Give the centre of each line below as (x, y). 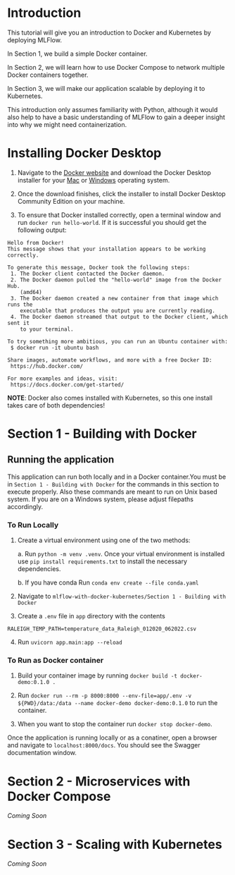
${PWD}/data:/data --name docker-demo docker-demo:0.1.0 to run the (118, 703)
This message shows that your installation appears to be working (107, 249)
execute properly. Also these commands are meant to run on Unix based (113, 491)
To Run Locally (33, 525)
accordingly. (25, 506)
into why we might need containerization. (67, 124)
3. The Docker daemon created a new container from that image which (114, 298)
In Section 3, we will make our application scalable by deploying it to (106, 88)
